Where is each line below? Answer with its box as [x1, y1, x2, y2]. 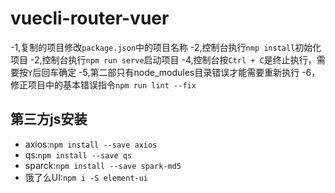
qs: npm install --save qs [24, 148, 133, 161]
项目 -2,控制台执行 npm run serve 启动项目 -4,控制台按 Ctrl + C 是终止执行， [10, 53, 317, 66]
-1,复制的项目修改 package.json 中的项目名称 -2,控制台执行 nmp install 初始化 [10, 41, 322, 53]
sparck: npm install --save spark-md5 [24, 159, 182, 171]
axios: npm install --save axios [24, 138, 158, 150]
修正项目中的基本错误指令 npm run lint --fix [10, 78, 197, 91]
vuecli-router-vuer [10, 7, 170, 30]
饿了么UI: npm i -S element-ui [24, 171, 149, 183]
